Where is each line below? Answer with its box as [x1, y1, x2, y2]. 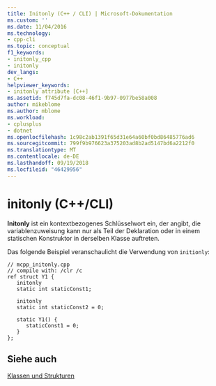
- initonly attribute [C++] [7, 88, 89, 95]
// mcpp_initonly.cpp [7, 261, 70, 268]
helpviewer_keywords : [7, 82, 70, 89]
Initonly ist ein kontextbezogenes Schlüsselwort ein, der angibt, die [7, 219, 201, 228]
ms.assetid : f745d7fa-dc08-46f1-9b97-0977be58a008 [7, 95, 157, 102]
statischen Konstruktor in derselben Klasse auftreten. [7, 234, 160, 242]
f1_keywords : [7, 50, 45, 57]
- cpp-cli [7, 36, 36, 43]
